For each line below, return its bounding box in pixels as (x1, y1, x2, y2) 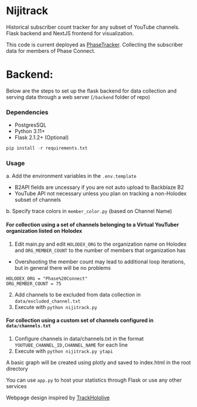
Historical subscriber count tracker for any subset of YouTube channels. (6, 23, 180, 30)
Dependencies (6, 108, 49, 116)
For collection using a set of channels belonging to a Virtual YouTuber (6, 221, 179, 228)
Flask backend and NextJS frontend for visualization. (6, 29, 134, 36)
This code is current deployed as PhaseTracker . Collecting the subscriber (6, 41, 184, 48)
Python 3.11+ (14, 128, 46, 135)
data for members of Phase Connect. (6, 47, 96, 54)
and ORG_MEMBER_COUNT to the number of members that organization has (14, 246, 186, 253)
